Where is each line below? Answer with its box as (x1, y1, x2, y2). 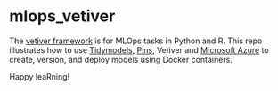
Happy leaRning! (9, 71, 70, 81)
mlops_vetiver (9, 6, 116, 27)
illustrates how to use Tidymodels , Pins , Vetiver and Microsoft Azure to (9, 44, 269, 55)
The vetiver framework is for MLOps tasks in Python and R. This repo (9, 35, 263, 46)
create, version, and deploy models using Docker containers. (9, 54, 233, 64)
